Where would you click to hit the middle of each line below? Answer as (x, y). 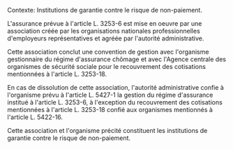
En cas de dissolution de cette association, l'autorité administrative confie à (116, 87)
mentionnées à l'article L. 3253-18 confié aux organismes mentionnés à (110, 110)
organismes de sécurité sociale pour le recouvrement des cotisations (106, 66)
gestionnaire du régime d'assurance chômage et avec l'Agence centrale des (117, 59)
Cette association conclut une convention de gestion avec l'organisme (108, 52)
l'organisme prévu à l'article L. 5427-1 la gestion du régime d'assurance (110, 95)
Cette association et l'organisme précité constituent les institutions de (107, 131)
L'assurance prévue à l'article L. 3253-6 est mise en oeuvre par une (105, 23)
